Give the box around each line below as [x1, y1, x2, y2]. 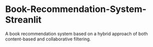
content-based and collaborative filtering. [5, 36, 91, 42]
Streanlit [5, 14, 42, 25]
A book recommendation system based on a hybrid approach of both [5, 30, 148, 36]
